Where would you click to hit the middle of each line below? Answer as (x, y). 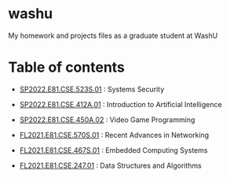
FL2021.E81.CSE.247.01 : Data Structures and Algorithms (111, 165)
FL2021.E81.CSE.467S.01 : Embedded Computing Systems (113, 150)
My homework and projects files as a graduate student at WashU (113, 35)
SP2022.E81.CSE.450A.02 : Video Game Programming (107, 120)
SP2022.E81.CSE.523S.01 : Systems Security (92, 89)
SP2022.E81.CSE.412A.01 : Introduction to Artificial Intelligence (120, 104)
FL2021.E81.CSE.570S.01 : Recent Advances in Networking (114, 135)
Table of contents (67, 67)
